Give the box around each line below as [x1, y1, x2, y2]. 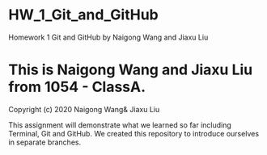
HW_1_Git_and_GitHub [8, 6, 159, 24]
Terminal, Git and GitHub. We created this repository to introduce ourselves [8, 128, 260, 138]
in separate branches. [8, 137, 82, 147]
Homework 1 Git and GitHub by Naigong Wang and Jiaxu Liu [8, 32, 209, 42]
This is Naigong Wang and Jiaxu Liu [8, 61, 253, 79]
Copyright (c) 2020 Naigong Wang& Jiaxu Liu [8, 104, 160, 114]
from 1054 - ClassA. [8, 78, 146, 96]
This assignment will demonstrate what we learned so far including [8, 119, 232, 130]
